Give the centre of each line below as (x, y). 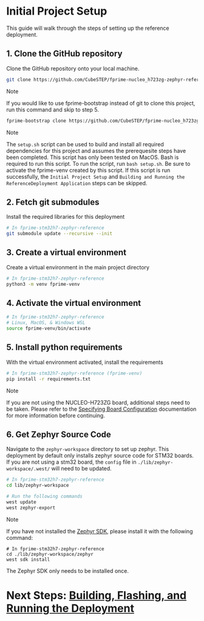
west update (21, 502)
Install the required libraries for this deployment (66, 217)
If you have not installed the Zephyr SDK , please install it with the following (100, 531)
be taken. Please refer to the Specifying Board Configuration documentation (101, 409)
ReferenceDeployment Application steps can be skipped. (77, 183)
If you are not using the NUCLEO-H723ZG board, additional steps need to (98, 402)
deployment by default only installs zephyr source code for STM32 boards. (100, 456)
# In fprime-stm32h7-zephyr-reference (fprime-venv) (74, 373)
